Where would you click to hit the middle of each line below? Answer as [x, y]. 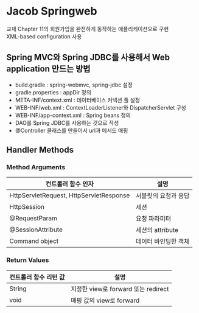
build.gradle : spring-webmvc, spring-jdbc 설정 [74, 85]
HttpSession [27, 207]
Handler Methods [40, 150]
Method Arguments [36, 167]
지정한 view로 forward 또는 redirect [120, 289]
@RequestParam [33, 219]
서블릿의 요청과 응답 [163, 196]
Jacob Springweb [52, 11]
